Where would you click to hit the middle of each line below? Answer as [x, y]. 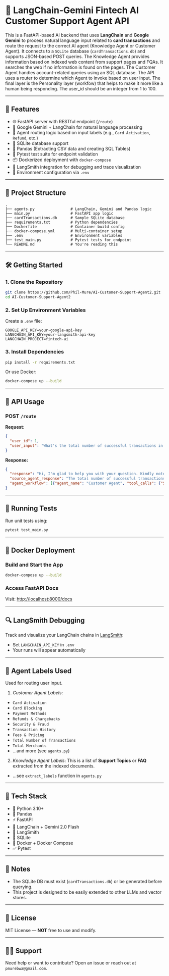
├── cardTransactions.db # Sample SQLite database [65, 218]
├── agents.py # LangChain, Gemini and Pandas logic [78, 209]
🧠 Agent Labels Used [38, 671]
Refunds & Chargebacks [36, 719]
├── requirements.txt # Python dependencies [62, 222]
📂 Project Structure [36, 193]
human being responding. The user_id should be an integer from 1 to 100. [81, 88]
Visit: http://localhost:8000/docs [39, 599]
